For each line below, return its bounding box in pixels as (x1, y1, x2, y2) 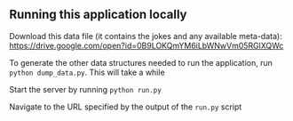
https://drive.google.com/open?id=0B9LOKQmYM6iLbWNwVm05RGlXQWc (9, 40, 284, 51)
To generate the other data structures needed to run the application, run (9, 57, 273, 68)
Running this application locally (9, 7, 187, 22)
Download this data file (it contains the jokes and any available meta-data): (9, 30, 282, 41)
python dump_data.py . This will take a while (9, 67, 166, 77)
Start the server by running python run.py (9, 84, 162, 94)
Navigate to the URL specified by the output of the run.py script (9, 101, 242, 112)
